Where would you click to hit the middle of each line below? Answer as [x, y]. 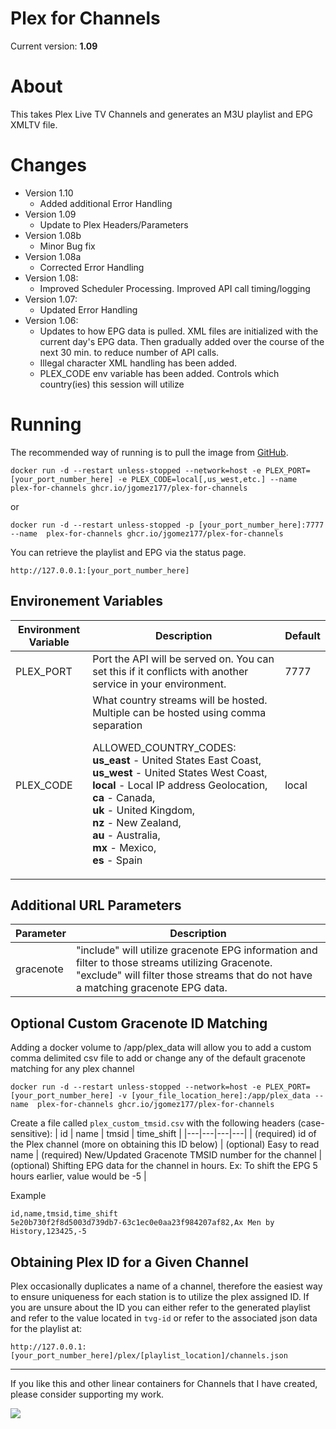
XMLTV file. [34, 124]
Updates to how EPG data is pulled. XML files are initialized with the [179, 331]
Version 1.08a [53, 256]
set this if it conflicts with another [170, 671]
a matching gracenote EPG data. [151, 988]
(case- [311, 1123]
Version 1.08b [53, 235]
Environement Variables [87, 601]
